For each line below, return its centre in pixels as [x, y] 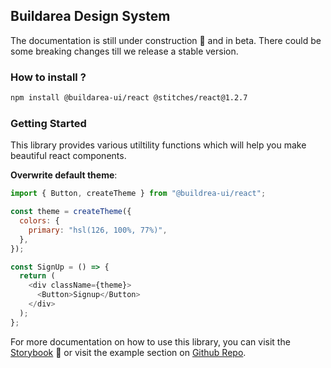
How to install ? [48, 77]
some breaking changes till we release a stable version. [124, 51]
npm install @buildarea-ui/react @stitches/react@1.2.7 [129, 98]
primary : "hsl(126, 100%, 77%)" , [98, 230]
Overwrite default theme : [64, 175]
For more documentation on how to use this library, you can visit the [150, 341]
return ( [37, 276]
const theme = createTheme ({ [71, 212]
